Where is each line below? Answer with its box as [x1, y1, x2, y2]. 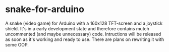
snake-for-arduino [5, 4, 85, 15]
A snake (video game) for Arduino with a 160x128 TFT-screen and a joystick [5, 20, 163, 26]
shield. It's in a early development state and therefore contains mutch [5, 25, 150, 31]
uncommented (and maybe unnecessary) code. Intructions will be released [5, 31, 161, 37]
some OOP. [5, 41, 29, 47]
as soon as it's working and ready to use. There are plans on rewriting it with [5, 36, 164, 42]
